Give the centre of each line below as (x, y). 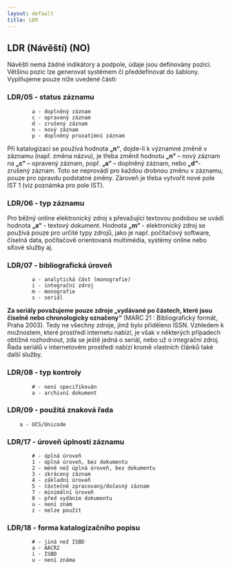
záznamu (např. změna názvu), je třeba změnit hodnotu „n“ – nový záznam (114, 155)
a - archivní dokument (64, 393)
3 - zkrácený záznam (61, 474)
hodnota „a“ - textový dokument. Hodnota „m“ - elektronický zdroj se (106, 225)
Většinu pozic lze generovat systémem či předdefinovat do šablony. (103, 72)
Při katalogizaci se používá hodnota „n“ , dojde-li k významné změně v (107, 148)
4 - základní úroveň (61, 481)
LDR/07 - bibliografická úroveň (60, 265)
